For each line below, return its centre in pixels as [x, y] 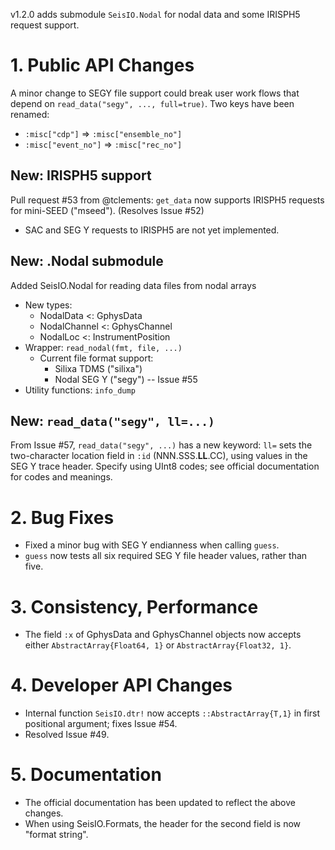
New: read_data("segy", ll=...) [112, 420]
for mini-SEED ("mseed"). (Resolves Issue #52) [107, 210]
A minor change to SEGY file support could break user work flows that [155, 93]
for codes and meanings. [61, 477]
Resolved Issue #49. [67, 735]
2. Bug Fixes [62, 517]
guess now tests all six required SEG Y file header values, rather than [166, 556]
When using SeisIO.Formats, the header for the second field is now [163, 824]
